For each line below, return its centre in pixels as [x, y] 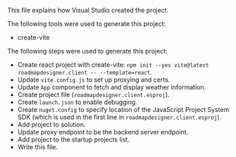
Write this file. [38, 147]
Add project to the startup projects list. [74, 139]
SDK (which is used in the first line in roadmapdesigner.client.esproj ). [119, 117]
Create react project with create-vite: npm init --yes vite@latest [113, 65]
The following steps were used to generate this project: [87, 51]
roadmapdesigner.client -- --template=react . [85, 72]
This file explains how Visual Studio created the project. [88, 10]
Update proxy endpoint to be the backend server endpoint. [103, 132]
